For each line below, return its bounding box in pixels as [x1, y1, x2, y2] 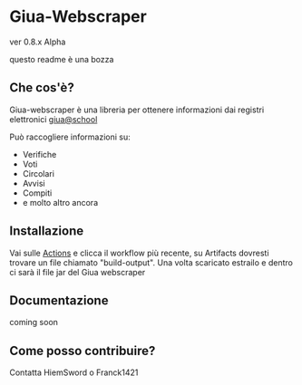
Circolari [22, 168, 54, 178]
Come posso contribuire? [9, 342, 156, 359]
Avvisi [22, 178, 45, 188]
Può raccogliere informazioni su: [9, 131, 132, 142]
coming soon [9, 317, 59, 328]
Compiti [22, 188, 53, 198]
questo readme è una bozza [9, 53, 114, 64]
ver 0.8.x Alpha [9, 36, 66, 47]
